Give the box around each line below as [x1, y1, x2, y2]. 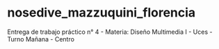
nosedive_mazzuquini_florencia [7, 5, 196, 21]
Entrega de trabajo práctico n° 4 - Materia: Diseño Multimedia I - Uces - [7, 28, 213, 36]
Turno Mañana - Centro [7, 35, 75, 43]
